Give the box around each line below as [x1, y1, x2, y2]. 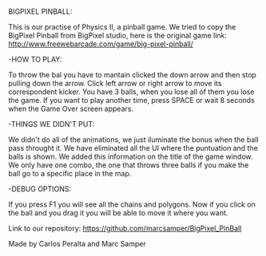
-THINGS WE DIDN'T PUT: [8, 120, 95, 128]
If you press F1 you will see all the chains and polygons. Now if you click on [8, 199, 256, 209]
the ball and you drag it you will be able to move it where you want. [8, 208, 228, 218]
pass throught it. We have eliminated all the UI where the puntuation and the [8, 144, 258, 152]
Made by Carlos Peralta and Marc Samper [8, 239, 146, 248]
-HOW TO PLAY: [8, 55, 62, 64]
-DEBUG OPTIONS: [8, 184, 72, 194]
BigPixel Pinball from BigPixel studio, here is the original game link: [8, 31, 228, 40]
